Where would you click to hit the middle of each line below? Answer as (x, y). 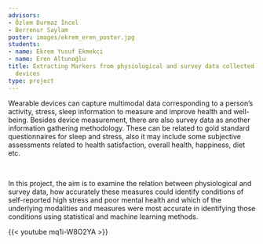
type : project (31, 81)
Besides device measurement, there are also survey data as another (140, 120)
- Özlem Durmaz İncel (44, 23)
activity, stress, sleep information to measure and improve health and (120, 111)
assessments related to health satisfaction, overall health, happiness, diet (127, 145)
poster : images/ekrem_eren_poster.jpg (71, 37)
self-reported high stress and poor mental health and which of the (115, 199)
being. (18, 120)
